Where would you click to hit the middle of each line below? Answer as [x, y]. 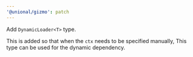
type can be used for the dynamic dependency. [66, 47]
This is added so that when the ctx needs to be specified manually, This [96, 41]
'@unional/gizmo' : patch [38, 12]
